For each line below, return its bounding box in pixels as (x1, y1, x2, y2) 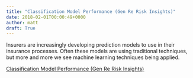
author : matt (6, 19, 38, 25)
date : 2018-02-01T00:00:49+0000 (6, 14, 86, 20)
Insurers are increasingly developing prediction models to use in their (6, 41, 175, 48)
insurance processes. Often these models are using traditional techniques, (6, 48, 188, 55)
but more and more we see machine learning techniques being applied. (6, 54, 180, 61)
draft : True (6, 25, 36, 31)
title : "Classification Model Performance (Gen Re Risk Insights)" (6, 8, 176, 15)
